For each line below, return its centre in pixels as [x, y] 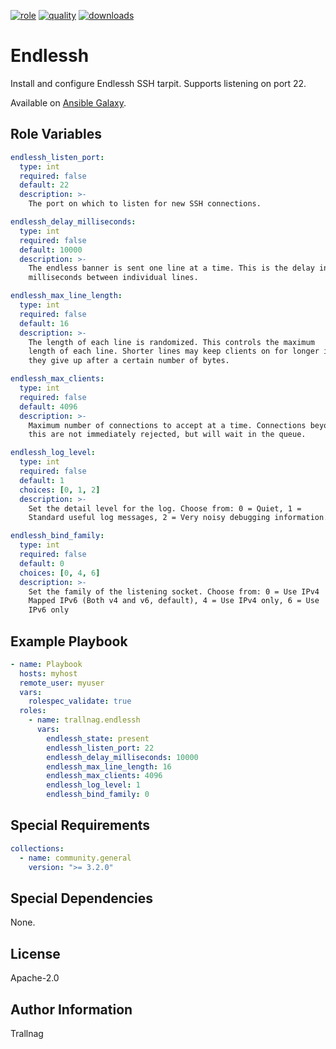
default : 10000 [51, 250]
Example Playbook [69, 641]
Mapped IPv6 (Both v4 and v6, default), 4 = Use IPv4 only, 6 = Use [174, 601]
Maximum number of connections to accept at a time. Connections [167, 425]
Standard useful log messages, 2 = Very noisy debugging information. [178, 518]
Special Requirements [80, 825]
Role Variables [56, 134]
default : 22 [44, 185]
